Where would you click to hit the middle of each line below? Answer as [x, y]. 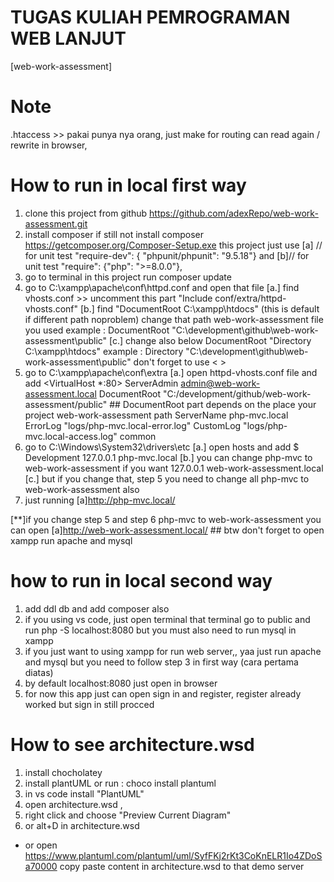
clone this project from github [86, 213]
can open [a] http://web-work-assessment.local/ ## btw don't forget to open [167, 530]
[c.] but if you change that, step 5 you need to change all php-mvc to [167, 478]
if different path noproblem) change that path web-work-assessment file [174, 319]
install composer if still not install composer [114, 234]
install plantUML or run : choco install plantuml [120, 783]
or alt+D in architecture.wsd [82, 825]
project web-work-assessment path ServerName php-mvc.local [156, 415]
